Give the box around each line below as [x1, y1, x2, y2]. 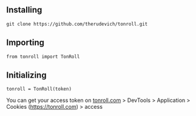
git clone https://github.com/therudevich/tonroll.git [6, 21, 148, 27]
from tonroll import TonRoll [6, 53, 80, 60]
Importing [6, 38, 44, 48]
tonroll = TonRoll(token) [6, 86, 72, 92]
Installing [6, 5, 42, 15]
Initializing [6, 70, 47, 81]
